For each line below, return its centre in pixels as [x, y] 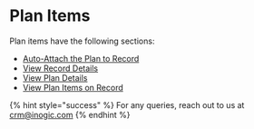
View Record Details [60, 68]
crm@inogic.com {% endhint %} [70, 114]
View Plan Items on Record [73, 87]
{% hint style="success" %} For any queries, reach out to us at [127, 104]
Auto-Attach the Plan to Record [81, 58]
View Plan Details [55, 77]
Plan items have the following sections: [82, 41]
